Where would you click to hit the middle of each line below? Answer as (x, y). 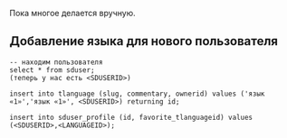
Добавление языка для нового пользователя (144, 41)
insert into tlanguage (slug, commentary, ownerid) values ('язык (137, 94)
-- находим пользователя (56, 62)
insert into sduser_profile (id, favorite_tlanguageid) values (131, 117)
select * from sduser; (52, 70)
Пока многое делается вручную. (72, 13)
